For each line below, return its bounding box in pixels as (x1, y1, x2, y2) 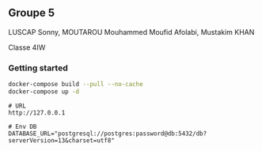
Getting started (8, 62, 69, 74)
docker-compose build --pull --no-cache (8, 81, 144, 89)
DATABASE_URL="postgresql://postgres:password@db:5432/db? (8, 130, 207, 138)
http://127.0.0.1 (8, 108, 66, 117)
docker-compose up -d (8, 87, 80, 96)
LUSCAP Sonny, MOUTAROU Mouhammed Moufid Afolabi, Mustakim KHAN (8, 27, 255, 36)
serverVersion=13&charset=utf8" (8, 136, 115, 145)
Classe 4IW (8, 43, 46, 52)
